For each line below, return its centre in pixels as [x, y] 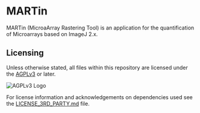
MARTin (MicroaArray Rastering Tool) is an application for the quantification [100, 28]
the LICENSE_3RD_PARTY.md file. [48, 103]
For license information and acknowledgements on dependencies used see [99, 97]
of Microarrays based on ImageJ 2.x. [52, 34]
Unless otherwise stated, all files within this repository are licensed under [97, 67]
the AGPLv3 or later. [31, 74]
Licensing [25, 53]
